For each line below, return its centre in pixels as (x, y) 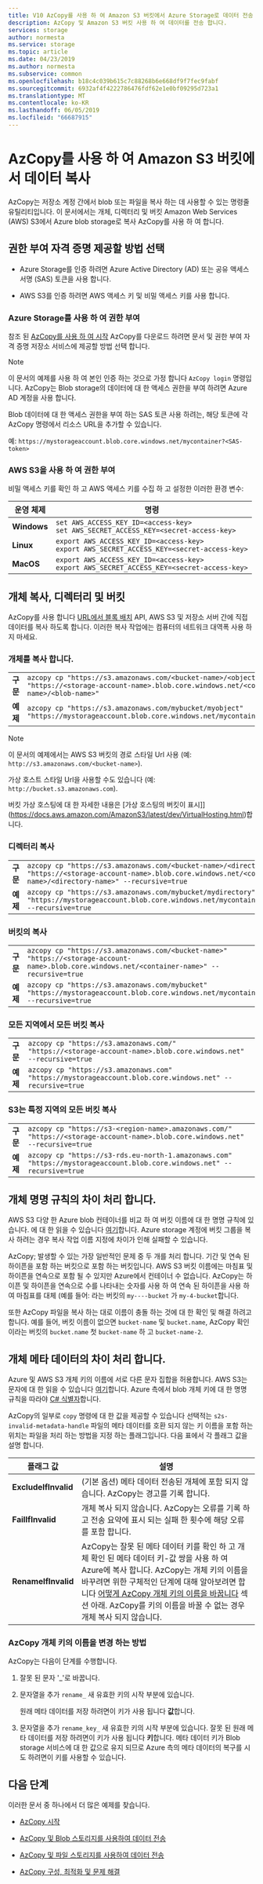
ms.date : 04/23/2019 (42, 60)
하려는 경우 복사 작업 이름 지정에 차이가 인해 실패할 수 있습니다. (112, 1240)
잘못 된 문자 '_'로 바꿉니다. (59, 1678)
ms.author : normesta (42, 67)
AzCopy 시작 (40, 1822)
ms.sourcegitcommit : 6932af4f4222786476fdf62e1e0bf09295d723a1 (113, 88)
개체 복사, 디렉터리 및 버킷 (67, 596)
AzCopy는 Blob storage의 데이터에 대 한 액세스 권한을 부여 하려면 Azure (136, 388)
